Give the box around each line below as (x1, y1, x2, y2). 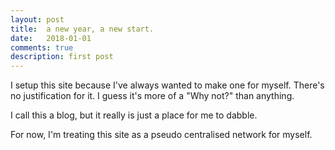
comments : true (10, 42, 74, 53)
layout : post (10, 14, 65, 25)
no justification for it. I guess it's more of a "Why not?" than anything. (10, 90, 295, 102)
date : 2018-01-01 (10, 33, 92, 43)
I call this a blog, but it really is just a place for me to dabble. (10, 109, 258, 121)
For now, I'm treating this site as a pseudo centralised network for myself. (10, 129, 313, 141)
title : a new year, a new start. (10, 24, 155, 34)
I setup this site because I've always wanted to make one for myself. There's (10, 79, 325, 91)
